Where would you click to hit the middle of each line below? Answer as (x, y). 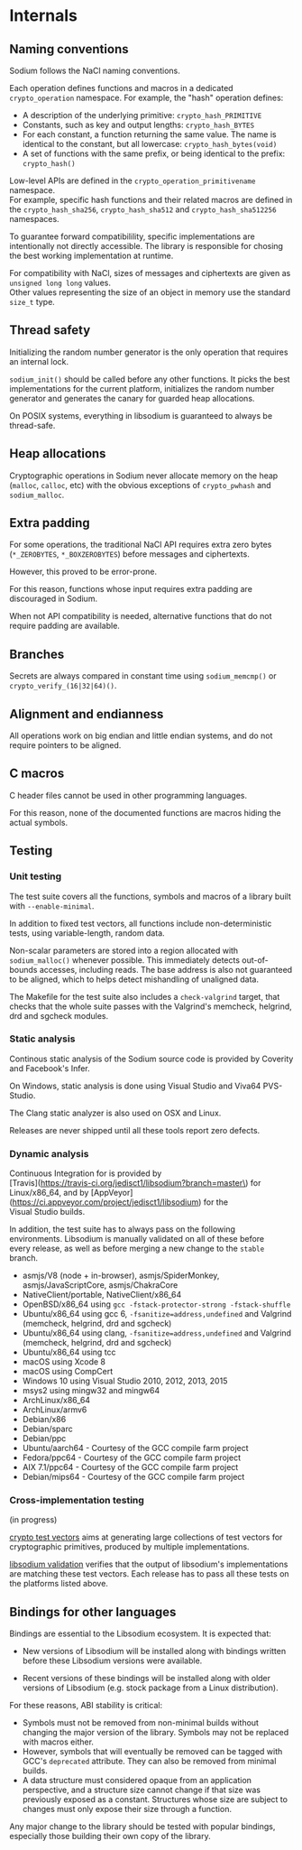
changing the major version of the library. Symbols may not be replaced (156, 1733)
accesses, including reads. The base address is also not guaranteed (166, 969)
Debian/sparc (48, 1429)
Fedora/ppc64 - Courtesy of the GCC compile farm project (132, 1457)
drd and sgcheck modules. (59, 1015)
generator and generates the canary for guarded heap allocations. (132, 398)
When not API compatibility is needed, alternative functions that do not (141, 616)
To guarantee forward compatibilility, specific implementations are (132, 236)
